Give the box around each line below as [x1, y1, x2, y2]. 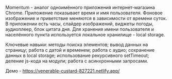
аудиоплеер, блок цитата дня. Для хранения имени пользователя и [5, 26, 154, 32]
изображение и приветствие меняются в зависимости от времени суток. [5, 15, 167, 21]
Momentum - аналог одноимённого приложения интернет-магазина [5, 5, 156, 10]
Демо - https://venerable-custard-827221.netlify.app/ [5, 68, 120, 74]
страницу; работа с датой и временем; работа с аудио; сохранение [5, 47, 155, 53]
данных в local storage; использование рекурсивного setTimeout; [5, 52, 149, 58]
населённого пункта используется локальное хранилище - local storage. [5, 32, 165, 37]
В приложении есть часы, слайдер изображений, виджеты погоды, [5, 21, 153, 27]
